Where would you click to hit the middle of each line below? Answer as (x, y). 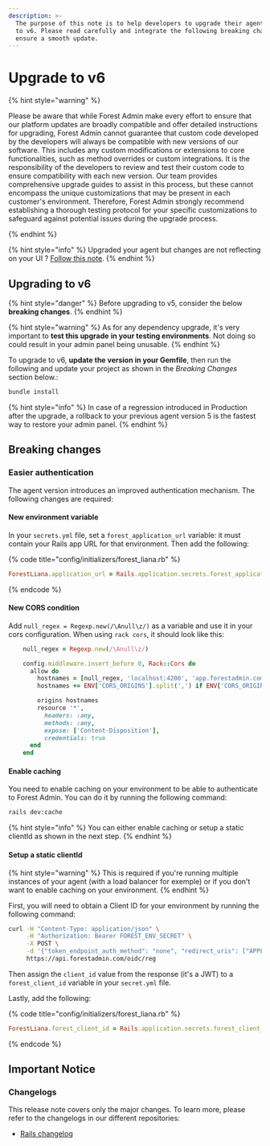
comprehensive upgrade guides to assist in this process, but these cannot (131, 184)
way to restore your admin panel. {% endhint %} (88, 424)
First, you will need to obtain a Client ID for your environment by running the (134, 905)
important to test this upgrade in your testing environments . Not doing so (132, 336)
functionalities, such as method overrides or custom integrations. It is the (129, 159)
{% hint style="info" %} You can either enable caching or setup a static (126, 828)
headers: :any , (69, 715)
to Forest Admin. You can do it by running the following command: (118, 797)
